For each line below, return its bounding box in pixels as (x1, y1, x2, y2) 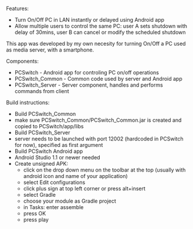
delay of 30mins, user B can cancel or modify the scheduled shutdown (14, 29, 186, 36)
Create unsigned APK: (14, 160, 69, 167)
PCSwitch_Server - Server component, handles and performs (14, 81, 163, 88)
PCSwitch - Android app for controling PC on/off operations (14, 69, 160, 76)
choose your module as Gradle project (23, 197, 116, 204)
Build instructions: (6, 99, 50, 106)
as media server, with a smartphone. (6, 46, 94, 53)
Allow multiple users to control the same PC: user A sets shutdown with (14, 23, 188, 29)
